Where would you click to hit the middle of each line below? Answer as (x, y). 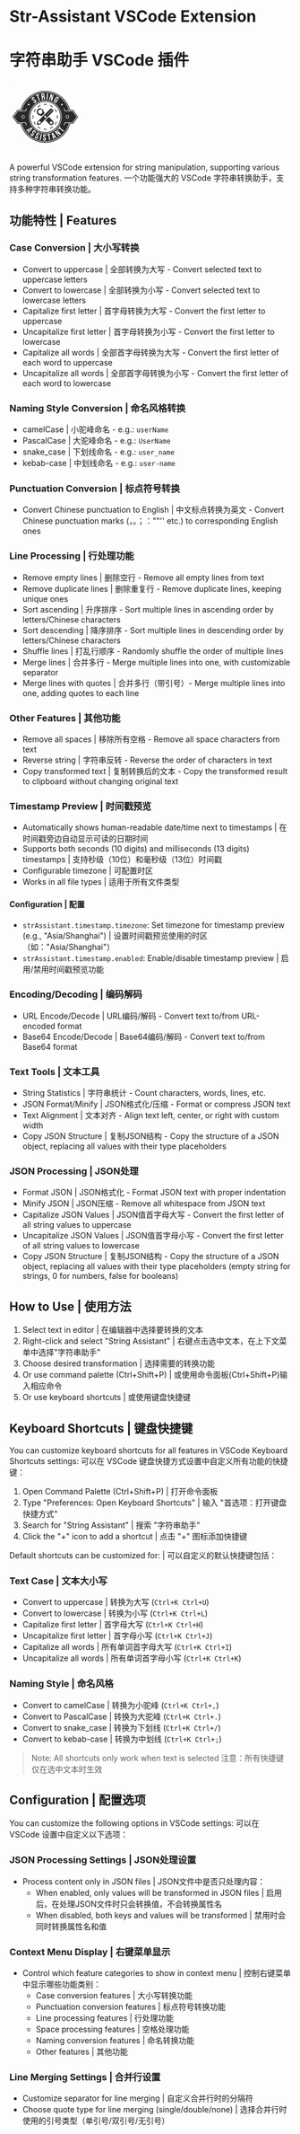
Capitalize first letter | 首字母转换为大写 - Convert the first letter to (144, 311)
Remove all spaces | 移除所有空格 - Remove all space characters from (151, 739)
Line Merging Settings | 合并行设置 (85, 2077)
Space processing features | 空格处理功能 (112, 2029)
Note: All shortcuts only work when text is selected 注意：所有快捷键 (158, 1758)
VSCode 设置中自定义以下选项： (69, 1835)
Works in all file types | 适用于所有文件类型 (101, 882)
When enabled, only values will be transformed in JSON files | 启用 (159, 1892)
